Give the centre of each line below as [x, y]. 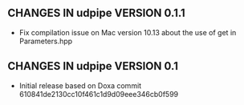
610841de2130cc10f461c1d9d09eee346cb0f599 [99, 94]
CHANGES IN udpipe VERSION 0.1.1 [96, 13]
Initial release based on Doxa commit [80, 85]
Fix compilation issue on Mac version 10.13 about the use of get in [128, 32]
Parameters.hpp [46, 41]
